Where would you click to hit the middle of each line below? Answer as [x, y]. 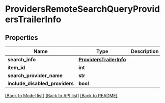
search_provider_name [35, 76]
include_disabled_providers [41, 83]
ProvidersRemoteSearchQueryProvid [82, 9]
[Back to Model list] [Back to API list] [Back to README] [61, 96]
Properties [22, 38]
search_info [22, 60]
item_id [16, 67]
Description [145, 51]
